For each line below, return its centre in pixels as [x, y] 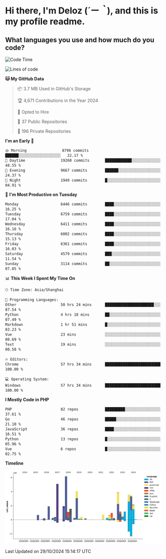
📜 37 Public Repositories [42, 122]
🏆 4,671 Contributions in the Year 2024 [57, 101]
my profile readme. [45, 22]
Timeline [14, 463]
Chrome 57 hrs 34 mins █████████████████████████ [83, 364]
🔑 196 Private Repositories [44, 131]
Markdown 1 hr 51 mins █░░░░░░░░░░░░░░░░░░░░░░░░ [83, 325]
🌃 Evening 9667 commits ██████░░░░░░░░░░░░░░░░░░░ [83, 170]
